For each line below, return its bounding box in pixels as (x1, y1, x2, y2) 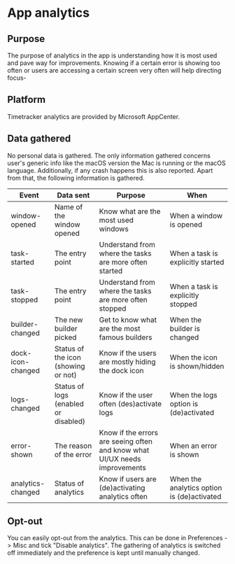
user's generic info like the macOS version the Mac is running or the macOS (7, 159, 226, 167)
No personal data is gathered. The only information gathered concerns (7, 151, 211, 160)
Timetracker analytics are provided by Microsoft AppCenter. (7, 112, 180, 120)
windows (99, 224, 129, 234)
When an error (169, 441, 218, 451)
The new (54, 315, 83, 325)
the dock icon (99, 365, 145, 375)
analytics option (169, 483, 222, 493)
